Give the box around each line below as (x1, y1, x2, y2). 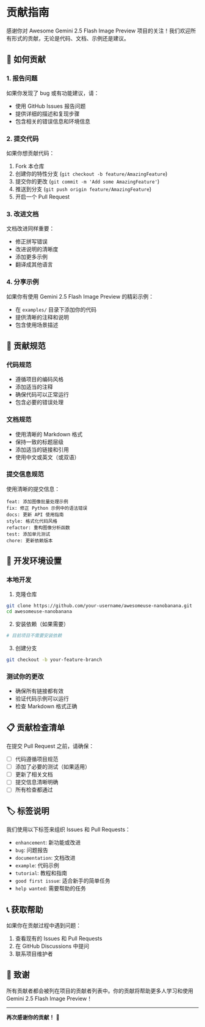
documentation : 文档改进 (15, 854, 76, 862)
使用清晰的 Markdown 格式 (15, 430, 83, 438)
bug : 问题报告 (15, 846, 49, 854)
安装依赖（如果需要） (15, 621, 69, 628)
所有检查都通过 (15, 786, 53, 793)
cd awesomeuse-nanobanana (6, 608, 72, 615)
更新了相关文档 (15, 771, 53, 778)
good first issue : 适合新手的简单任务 (15, 877, 111, 884)
